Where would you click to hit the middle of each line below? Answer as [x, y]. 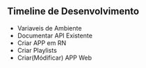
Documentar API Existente [55, 35]
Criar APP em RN [42, 43]
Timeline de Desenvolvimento [73, 11]
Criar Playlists [37, 50]
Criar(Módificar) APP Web [55, 58]
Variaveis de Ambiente [49, 28]
